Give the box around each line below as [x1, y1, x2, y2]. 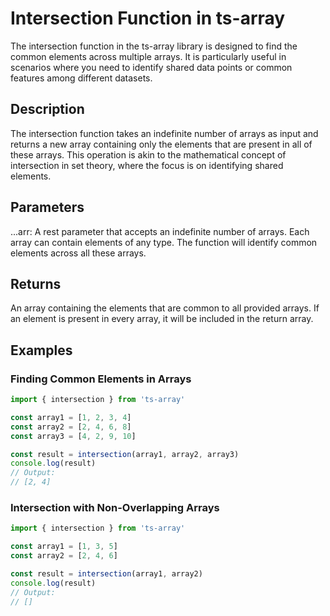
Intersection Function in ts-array [10, 7, 286, 30]
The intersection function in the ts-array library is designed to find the [10, 40, 298, 52]
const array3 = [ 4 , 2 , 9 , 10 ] [10, 431, 137, 441]
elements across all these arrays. [10, 247, 147, 259]
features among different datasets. [10, 72, 153, 84]
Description [10, 101, 85, 118]
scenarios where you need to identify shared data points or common [10, 61, 293, 73]
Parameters [10, 199, 85, 216]
